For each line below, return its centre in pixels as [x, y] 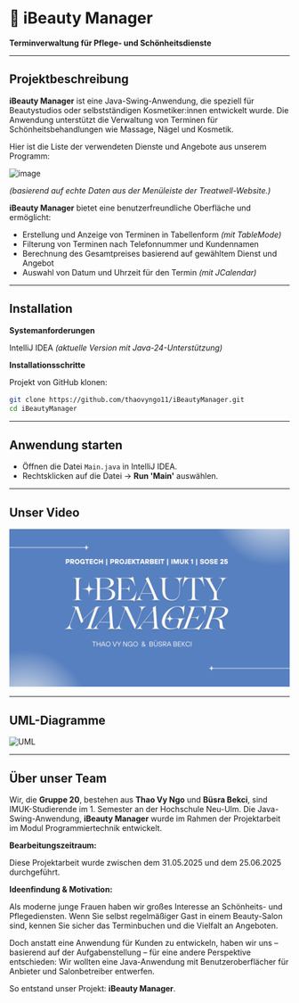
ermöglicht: [30, 217]
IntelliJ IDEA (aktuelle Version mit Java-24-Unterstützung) [116, 348]
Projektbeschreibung [69, 79]
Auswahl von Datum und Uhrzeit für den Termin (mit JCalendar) [139, 272]
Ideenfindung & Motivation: [61, 890]
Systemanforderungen [52, 330]
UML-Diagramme [57, 720]
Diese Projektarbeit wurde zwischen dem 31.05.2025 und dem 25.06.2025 [145, 863]
